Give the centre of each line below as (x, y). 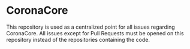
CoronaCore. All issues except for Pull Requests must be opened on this (95, 33)
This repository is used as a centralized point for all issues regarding (91, 27)
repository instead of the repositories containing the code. (78, 39)
